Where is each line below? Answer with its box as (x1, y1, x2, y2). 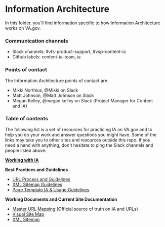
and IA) (12, 103, 27, 109)
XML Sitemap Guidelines (12, 182, 63, 187)
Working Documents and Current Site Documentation (5, 196, 118, 202)
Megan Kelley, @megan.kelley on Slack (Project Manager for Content (12, 97, 153, 103)
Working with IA (5, 157, 39, 163)
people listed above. (5, 147, 46, 153)
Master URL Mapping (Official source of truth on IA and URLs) (12, 206, 138, 212)
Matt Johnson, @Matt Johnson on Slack (12, 92, 94, 98)
